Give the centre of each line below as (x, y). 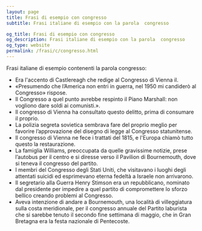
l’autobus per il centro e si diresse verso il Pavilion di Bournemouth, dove (106, 157)
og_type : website (28, 45)
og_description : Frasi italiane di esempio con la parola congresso (96, 40)
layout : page (23, 12)
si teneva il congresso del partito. (57, 163)
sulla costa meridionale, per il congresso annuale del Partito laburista (101, 208)
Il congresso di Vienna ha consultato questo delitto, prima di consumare (105, 112)
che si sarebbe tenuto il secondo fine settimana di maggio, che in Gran (103, 215)
